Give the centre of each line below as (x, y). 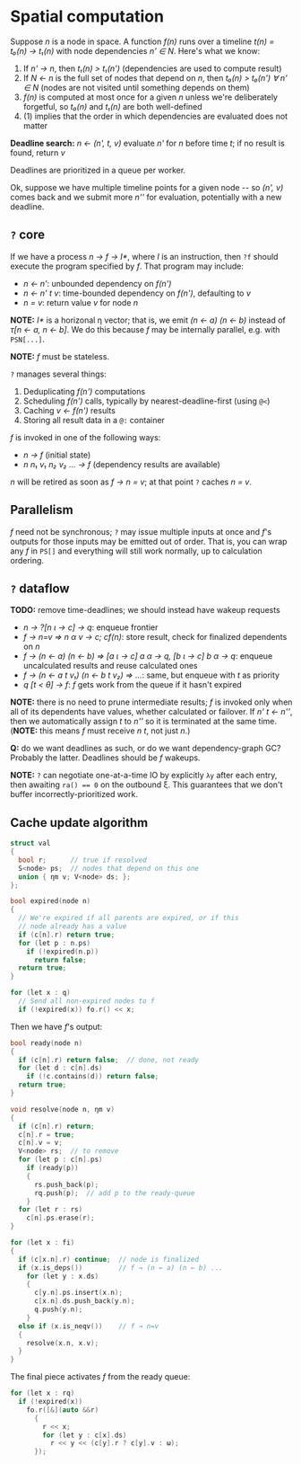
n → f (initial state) (57, 455)
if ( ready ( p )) (52, 1168)
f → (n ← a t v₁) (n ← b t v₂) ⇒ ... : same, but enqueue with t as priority (151, 675)
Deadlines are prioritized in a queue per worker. (98, 170)
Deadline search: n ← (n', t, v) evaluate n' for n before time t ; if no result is (147, 143)
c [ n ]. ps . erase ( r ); (60, 1218)
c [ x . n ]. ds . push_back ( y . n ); (84, 1301)
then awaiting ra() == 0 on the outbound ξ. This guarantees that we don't (146, 785)
